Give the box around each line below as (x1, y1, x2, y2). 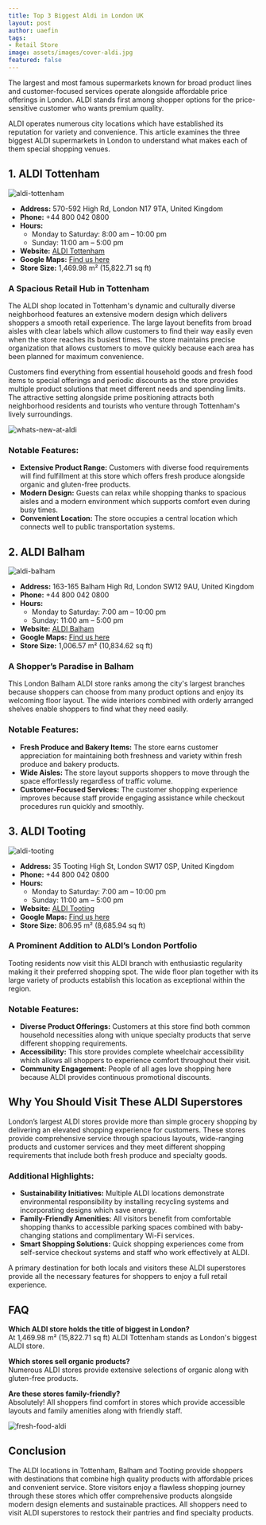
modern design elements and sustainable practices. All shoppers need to (8, 1499, 248, 1509)
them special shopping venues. (8, 144, 111, 154)
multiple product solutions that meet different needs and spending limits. (8, 384, 246, 393)
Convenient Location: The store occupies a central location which (19, 514, 238, 523)
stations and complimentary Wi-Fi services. (52, 1231, 195, 1241)
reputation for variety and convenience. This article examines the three (8, 127, 241, 136)
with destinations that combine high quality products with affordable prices (8, 1474, 254, 1484)
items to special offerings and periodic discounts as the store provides (8, 375, 239, 385)
